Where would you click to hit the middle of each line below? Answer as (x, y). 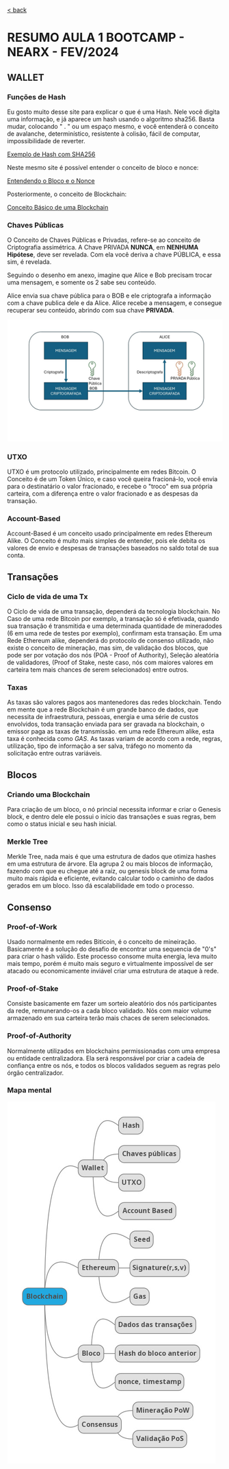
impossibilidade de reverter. (46, 141)
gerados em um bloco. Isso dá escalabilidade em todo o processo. (101, 886)
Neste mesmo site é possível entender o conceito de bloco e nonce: (103, 167)
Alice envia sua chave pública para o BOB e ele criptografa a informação (109, 296)
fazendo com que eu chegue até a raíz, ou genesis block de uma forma (108, 871)
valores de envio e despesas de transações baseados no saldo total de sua (113, 548)
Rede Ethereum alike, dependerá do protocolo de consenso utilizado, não (110, 640)
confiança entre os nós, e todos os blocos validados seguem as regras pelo (114, 1065)
